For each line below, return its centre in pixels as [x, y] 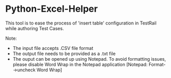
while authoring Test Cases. [35, 28]
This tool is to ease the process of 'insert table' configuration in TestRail [81, 23]
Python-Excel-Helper [52, 9]
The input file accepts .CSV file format [53, 48]
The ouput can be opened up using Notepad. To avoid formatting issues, [89, 59]
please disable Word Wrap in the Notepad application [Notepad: [80, 64]
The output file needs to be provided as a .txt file [64, 54]
